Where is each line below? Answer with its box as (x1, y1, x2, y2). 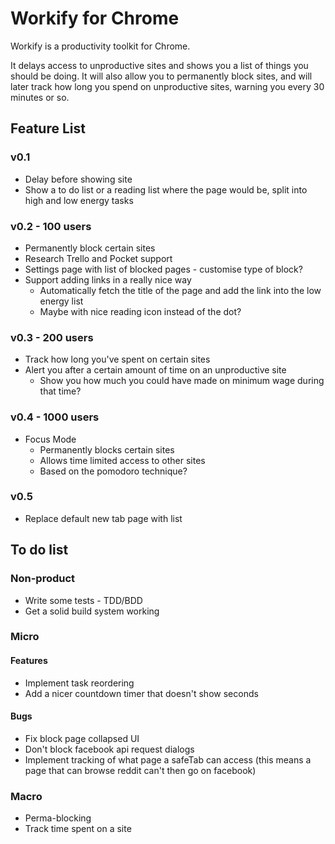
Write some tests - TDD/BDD (24, 594, 143, 606)
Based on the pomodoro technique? (39, 465, 188, 477)
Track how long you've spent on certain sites (24, 353, 211, 366)
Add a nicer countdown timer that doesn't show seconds (24, 687, 259, 699)
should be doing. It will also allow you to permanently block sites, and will (10, 70, 313, 82)
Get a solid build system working (24, 605, 160, 617)
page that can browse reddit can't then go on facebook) (24, 764, 257, 776)
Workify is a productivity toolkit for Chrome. (10, 40, 191, 52)
